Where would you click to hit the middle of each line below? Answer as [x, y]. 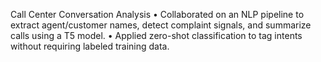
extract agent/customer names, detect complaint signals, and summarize [161, 25]
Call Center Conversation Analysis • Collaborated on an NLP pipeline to [157, 14]
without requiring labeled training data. [90, 46]
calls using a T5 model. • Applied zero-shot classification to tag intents [156, 35]
